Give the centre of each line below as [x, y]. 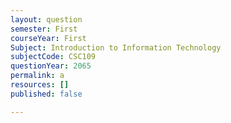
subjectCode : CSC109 [53, 57]
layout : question [46, 19]
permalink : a [37, 76]
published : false [46, 94]
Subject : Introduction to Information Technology [116, 47]
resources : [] [40, 85]
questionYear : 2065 [51, 66]
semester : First [44, 29]
